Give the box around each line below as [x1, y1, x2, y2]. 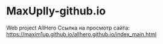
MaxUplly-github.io [6, 4, 106, 18]
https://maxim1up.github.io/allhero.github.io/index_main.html [6, 30, 157, 37]
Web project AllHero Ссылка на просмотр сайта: [6, 24, 130, 31]
